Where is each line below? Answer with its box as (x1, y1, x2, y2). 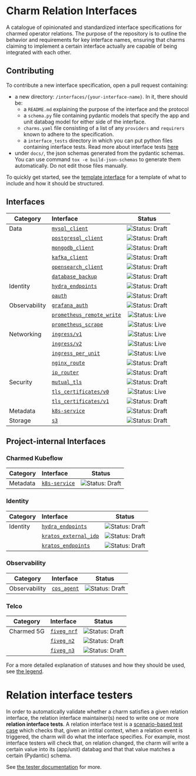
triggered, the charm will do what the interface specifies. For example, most (6, 733, 190, 741)
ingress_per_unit (51, 350, 100, 357)
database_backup (51, 273, 97, 280)
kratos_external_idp (41, 533, 99, 539)
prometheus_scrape (51, 321, 104, 328)
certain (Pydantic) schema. (6, 752, 72, 759)
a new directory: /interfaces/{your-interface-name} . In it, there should (14, 93, 188, 100)
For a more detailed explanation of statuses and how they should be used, (6, 661, 186, 669)
